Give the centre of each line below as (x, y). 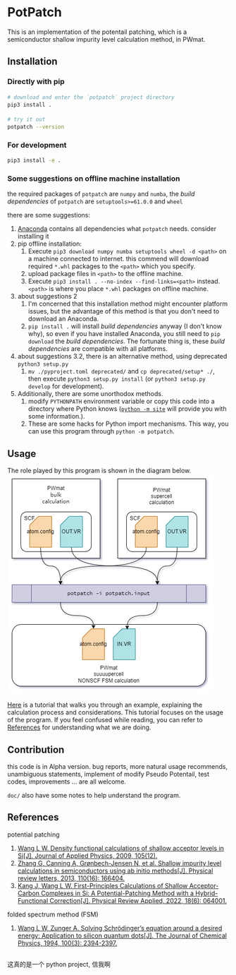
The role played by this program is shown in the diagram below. (99, 471)
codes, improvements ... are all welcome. (67, 782)
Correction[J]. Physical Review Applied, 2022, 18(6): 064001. (138, 900)
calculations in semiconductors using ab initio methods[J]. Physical (115, 871)
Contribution (36, 749)
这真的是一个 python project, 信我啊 (59, 964)
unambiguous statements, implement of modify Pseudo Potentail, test (108, 774)
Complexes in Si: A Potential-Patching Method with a (118, 893)
